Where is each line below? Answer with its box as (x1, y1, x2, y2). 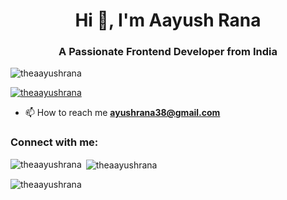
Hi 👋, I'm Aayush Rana (74, 9, 262, 32)
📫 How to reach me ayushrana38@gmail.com (24, 107, 221, 119)
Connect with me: (10, 135, 99, 149)
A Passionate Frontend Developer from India (58, 45, 278, 59)
